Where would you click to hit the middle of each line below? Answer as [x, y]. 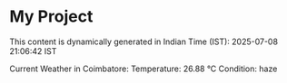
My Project [51, 17]
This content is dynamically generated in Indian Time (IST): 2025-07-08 [144, 41]
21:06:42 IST [33, 51]
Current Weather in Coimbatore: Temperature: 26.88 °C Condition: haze [143, 69]
